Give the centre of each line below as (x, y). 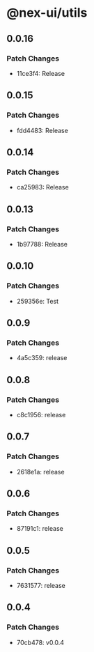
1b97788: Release (42, 244)
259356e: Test (38, 301)
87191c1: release (40, 529)
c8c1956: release (41, 415)
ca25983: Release (42, 187)
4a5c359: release (42, 358)
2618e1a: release (40, 472)
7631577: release (41, 586)
